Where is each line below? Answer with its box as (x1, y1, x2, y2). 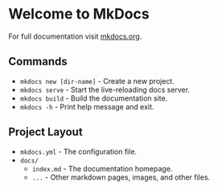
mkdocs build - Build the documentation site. (19, 93, 168, 103)
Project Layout (8, 126, 83, 139)
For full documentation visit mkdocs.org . (8, 31, 142, 41)
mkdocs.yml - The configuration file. (19, 147, 138, 156)
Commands (8, 55, 68, 68)
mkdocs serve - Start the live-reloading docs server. (19, 85, 191, 94)
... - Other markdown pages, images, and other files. (31, 172, 211, 182)
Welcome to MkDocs (8, 5, 150, 23)
